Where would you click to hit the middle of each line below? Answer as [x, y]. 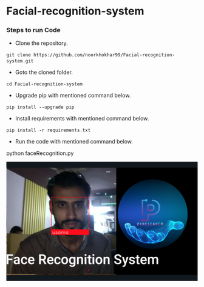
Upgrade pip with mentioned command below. [73, 96]
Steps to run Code [33, 30]
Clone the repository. [41, 43]
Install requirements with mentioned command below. [82, 119]
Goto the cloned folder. [44, 72]
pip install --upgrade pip [40, 107]
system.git [20, 61]
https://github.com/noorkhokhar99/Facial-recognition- [104, 55]
